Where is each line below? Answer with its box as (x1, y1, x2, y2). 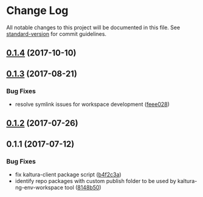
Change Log (6, 4, 68, 18)
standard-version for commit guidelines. (6, 30, 107, 37)
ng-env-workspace (15, 184, 64, 192)
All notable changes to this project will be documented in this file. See (6, 24, 181, 31)
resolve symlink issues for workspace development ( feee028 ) (15, 101, 170, 108)
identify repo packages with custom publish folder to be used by (15, 178, 177, 185)
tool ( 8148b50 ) (64, 184, 102, 192)
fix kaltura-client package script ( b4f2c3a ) (15, 171, 122, 178)
